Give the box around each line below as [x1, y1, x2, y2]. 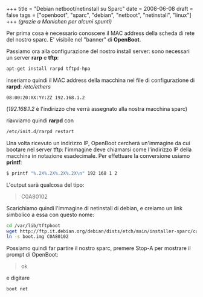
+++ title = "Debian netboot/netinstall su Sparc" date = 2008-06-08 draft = [6, 5, 193, 12]
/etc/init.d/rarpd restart [6, 128, 74, 134]
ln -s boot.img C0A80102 [6, 234, 69, 240]
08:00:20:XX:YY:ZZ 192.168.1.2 [6, 95, 85, 101]
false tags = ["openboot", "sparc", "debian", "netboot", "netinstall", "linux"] [6, 11, 192, 19]
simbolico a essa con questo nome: [6, 211, 95, 218]
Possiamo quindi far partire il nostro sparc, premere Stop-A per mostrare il [6, 245, 192, 252]
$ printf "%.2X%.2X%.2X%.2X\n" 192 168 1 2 [6, 170, 118, 177]
